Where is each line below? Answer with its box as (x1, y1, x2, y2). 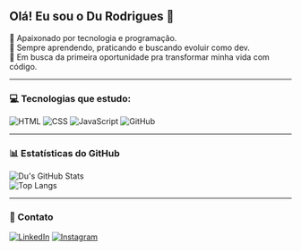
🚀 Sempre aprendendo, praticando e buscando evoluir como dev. (9, 42, 251, 53)
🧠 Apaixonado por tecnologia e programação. (9, 32, 177, 43)
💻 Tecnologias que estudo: (9, 92, 132, 105)
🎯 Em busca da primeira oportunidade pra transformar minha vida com (9, 51, 271, 63)
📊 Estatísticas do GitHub (9, 147, 120, 160)
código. (9, 61, 38, 71)
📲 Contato (9, 211, 54, 223)
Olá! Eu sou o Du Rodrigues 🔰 (9, 9, 175, 24)
